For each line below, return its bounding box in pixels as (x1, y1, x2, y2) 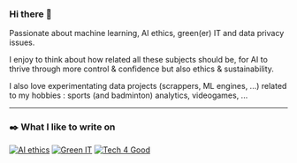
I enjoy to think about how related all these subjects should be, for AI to (9, 55, 268, 65)
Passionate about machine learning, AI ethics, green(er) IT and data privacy (9, 28, 285, 39)
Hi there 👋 (9, 8, 53, 20)
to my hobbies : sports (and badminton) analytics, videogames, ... (9, 90, 248, 100)
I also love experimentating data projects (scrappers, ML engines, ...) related (9, 81, 287, 92)
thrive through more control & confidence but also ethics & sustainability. (9, 63, 274, 74)
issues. (9, 37, 35, 48)
